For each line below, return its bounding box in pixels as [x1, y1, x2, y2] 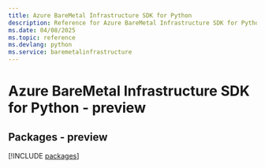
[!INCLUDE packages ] [8, 151, 80, 160]
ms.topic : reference [8, 33, 77, 42]
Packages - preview [8, 130, 108, 144]
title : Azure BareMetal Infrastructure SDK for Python [8, 11, 192, 20]
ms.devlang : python [8, 41, 73, 49]
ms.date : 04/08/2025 [8, 26, 77, 34]
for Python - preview [8, 99, 146, 117]
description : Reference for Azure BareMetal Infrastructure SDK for [8, 19, 238, 27]
